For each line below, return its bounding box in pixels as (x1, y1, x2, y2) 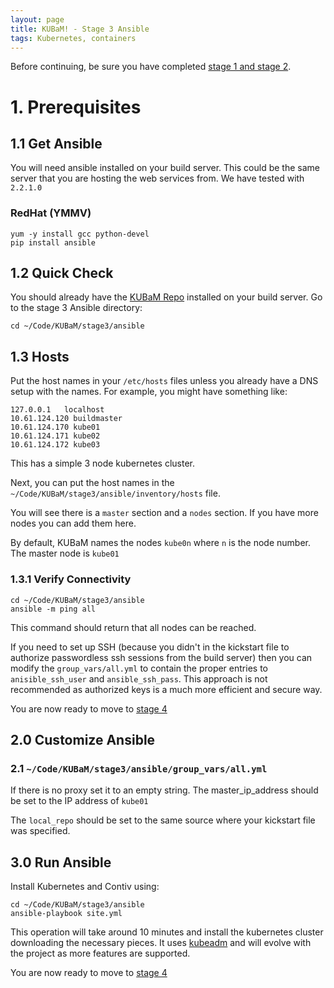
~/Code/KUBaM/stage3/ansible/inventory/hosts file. (10, 487, 221, 500)
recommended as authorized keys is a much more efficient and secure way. (10, 683, 323, 695)
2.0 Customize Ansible (10, 731, 156, 748)
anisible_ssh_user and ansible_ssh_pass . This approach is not (10, 672, 268, 685)
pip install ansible (10, 237, 97, 248)
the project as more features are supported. (10, 947, 191, 960)
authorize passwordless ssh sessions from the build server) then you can (10, 651, 313, 663)
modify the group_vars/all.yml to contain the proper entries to (10, 662, 268, 674)
